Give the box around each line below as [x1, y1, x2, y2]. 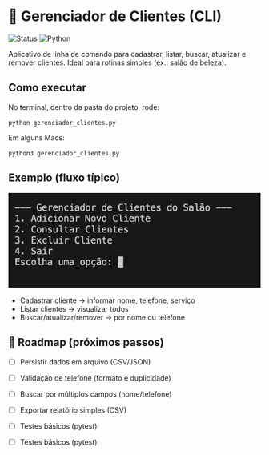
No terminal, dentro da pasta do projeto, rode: [8, 102, 160, 111]
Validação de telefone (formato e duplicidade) [19, 372, 171, 383]
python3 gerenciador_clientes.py [8, 149, 120, 157]
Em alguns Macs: [8, 132, 66, 143]
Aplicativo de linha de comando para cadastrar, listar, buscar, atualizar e [8, 49, 247, 58]
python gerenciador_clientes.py [8, 119, 116, 127]
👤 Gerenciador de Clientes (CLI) [8, 7, 223, 26]
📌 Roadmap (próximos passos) [8, 336, 164, 349]
